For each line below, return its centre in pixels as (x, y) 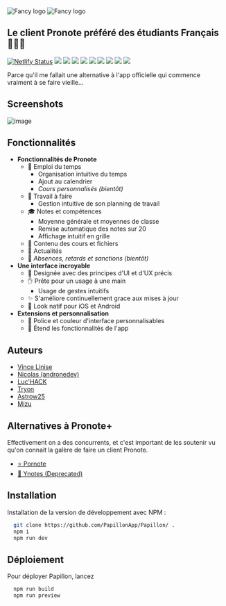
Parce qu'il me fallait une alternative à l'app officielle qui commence (104, 75)
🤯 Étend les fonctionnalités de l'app (78, 328)
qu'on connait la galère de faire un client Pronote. (78, 450)
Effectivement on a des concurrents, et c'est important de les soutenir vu (112, 442)
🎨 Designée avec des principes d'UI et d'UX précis (100, 273)
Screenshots (35, 104)
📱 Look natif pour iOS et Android (74, 306)
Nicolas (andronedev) (48, 375)
